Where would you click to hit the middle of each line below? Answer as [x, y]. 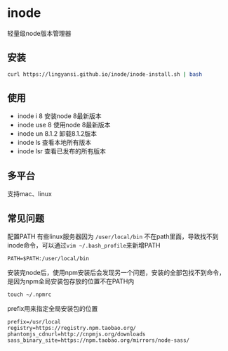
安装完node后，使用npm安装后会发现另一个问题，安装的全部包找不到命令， [116, 273]
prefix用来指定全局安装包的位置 [53, 309]
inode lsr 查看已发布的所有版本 [62, 151]
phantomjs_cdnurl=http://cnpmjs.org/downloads [76, 334]
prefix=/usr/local [34, 322]
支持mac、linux [30, 194]
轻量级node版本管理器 [39, 33]
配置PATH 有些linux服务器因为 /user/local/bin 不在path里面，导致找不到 [113, 236]
